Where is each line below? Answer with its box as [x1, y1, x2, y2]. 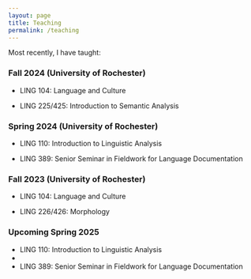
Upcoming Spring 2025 [8, 227, 100, 238]
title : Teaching [8, 19, 62, 27]
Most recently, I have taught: [8, 48, 101, 58]
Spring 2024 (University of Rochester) [8, 120, 159, 131]
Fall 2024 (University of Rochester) [8, 68, 146, 79]
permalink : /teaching [8, 26, 80, 34]
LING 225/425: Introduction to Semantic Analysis [19, 100, 179, 111]
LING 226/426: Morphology [19, 207, 111, 217]
